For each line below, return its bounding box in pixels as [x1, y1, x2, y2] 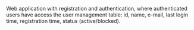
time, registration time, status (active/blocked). [6, 18, 121, 24]
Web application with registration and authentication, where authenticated [6, 5, 187, 12]
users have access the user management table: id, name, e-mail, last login [6, 11, 189, 18]
